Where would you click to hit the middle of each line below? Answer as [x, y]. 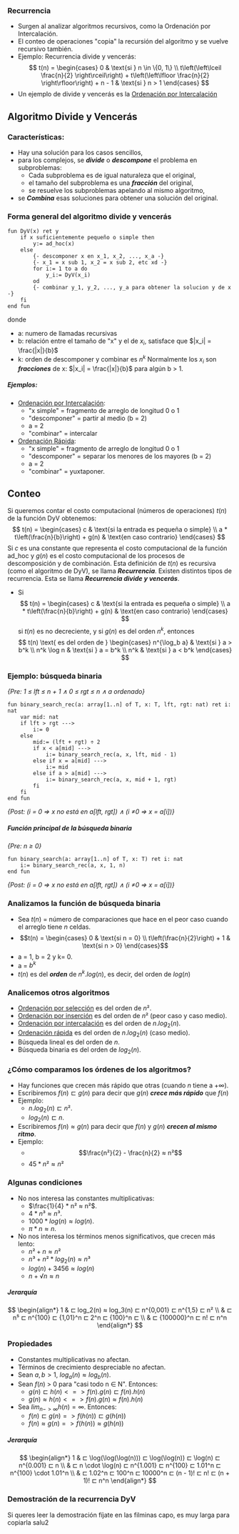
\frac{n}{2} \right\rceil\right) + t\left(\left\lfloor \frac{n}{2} [125, 75]
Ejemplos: [22, 385]
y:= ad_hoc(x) [54, 244]
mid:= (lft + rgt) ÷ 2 [67, 742]
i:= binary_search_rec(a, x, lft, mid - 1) [111, 755]
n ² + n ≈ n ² [45, 1251]
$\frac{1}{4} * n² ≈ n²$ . [63, 1205]
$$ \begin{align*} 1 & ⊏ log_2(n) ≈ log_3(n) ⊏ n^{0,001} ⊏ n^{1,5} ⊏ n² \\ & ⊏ [120, 1310]
